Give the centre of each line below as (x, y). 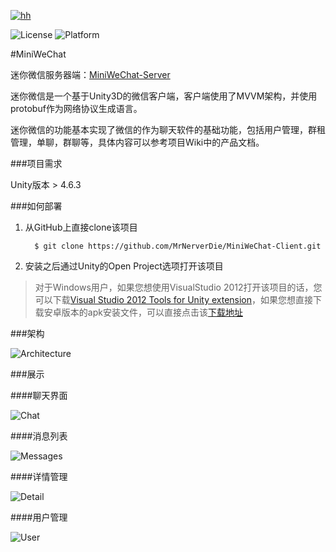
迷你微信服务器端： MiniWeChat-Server (90, 74)
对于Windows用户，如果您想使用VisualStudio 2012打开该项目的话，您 (178, 287)
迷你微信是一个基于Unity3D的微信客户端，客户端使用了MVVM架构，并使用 (164, 96)
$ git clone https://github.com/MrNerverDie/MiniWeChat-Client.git (178, 246)
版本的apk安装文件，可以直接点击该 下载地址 (152, 312)
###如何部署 (36, 206)
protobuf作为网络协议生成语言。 (76, 108)
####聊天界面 (39, 395)
